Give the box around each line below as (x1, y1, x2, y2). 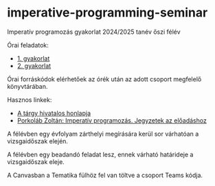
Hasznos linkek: (7, 95, 52, 104)
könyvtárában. (7, 82, 48, 90)
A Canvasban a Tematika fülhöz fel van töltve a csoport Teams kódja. (7, 171, 203, 179)
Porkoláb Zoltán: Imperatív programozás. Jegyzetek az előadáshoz (16, 116, 207, 125)
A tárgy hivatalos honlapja (16, 109, 91, 117)
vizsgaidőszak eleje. (7, 157, 65, 166)
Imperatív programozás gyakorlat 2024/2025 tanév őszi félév (7, 28, 181, 36)
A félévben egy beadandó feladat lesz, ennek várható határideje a (7, 150, 194, 158)
